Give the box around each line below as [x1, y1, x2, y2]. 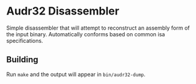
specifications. [6, 37, 44, 44]
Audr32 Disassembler [6, 4, 120, 18]
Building [6, 54, 38, 65]
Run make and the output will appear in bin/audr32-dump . [6, 71, 146, 78]
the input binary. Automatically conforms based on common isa [6, 30, 166, 37]
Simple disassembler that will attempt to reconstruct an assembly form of [6, 24, 190, 31]
